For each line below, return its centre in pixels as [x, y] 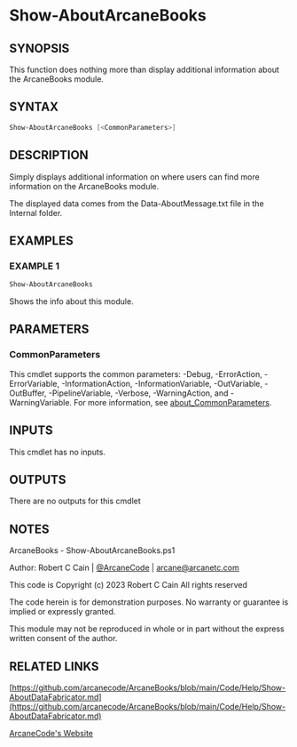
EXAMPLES [41, 241]
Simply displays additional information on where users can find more [134, 177]
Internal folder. [36, 213]
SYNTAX [34, 107]
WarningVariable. [41, 402]
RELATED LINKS [54, 667]
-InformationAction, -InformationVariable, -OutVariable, [162, 383]
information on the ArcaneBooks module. [84, 186]
